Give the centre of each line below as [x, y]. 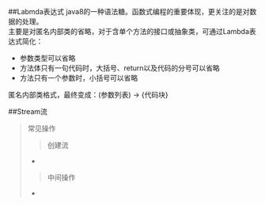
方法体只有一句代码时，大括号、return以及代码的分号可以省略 [119, 68]
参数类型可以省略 [47, 58]
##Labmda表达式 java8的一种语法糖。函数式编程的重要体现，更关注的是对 [129, 11]
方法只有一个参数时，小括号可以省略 [79, 78]
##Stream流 [28, 112]
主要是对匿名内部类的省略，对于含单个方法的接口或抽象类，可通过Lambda [129, 31]
